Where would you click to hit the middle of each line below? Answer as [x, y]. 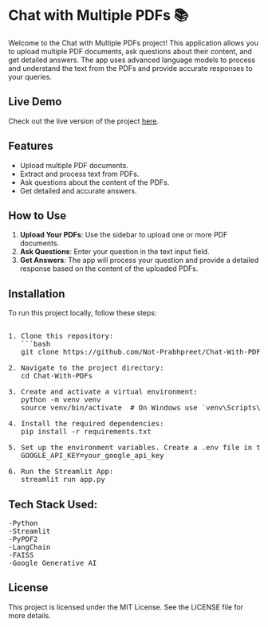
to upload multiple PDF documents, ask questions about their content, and [130, 51]
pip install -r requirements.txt [86, 432]
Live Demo [35, 102]
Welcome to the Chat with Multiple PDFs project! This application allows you [134, 43]
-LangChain [30, 547]
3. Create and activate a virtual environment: [103, 392]
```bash [36, 344]
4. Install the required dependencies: [86, 424]
